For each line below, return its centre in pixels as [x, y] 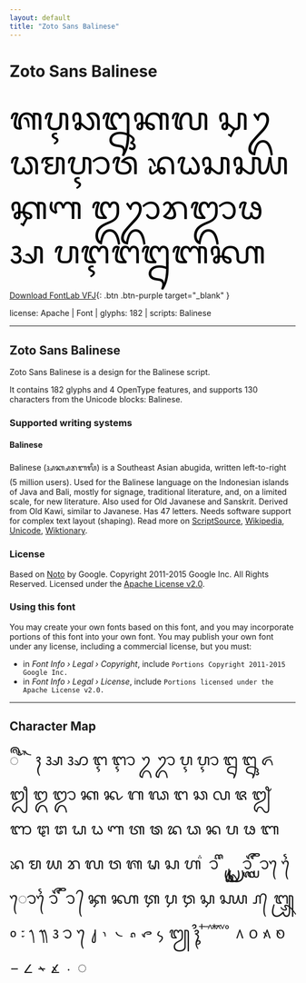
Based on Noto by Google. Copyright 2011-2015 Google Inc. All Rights [139, 574]
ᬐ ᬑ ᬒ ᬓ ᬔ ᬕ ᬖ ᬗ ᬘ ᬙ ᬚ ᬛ [140, 794]
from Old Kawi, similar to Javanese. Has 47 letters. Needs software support [151, 511]
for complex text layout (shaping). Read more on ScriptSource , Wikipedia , [147, 521]
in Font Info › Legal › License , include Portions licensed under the [148, 681]
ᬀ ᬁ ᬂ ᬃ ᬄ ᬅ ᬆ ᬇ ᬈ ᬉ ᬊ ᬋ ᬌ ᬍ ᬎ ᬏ [142, 760]
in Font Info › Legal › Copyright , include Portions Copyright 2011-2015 [154, 663]
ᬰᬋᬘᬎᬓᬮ [109, 119]
